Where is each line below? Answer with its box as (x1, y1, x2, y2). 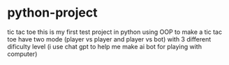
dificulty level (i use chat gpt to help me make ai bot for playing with (7, 42, 202, 50)
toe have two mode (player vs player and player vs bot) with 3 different (7, 35, 212, 43)
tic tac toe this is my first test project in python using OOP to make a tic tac (7, 28, 222, 36)
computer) (7, 50, 38, 58)
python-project (7, 5, 98, 21)
